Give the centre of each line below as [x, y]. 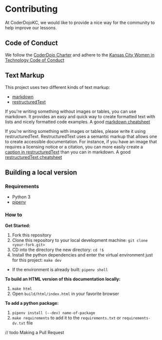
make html [22, 289]
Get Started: [18, 225]
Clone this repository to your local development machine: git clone [80, 240]
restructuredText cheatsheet [34, 157]
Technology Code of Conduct [35, 60]
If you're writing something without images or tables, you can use [71, 111]
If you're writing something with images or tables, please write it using [75, 131]
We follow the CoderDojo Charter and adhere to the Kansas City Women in [80, 55]
